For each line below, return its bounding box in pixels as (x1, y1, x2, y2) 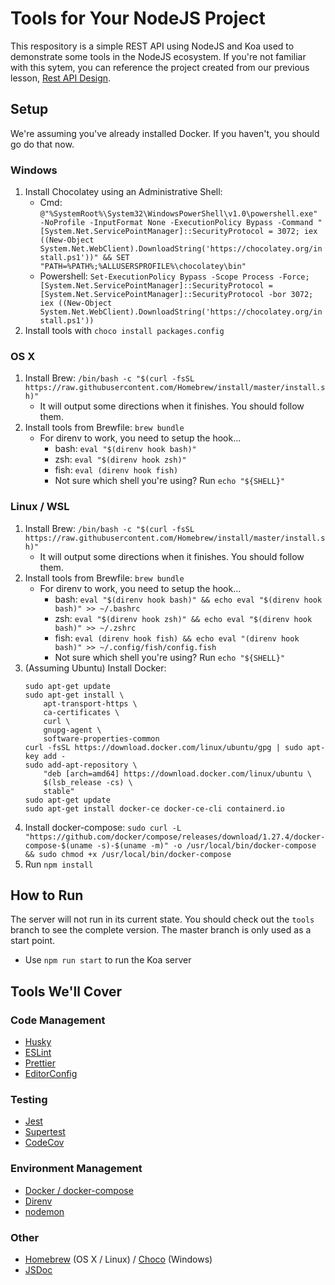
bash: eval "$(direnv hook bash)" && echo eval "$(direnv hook (54, 593, 323, 605)
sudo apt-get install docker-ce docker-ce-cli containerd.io (24, 803, 286, 814)
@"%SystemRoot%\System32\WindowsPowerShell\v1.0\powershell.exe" (39, 209, 318, 219)
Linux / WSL (10, 500, 70, 514)
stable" (43, 786, 75, 796)
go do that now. (10, 138, 75, 150)
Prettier (24, 1057, 56, 1069)
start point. (10, 935, 56, 947)
